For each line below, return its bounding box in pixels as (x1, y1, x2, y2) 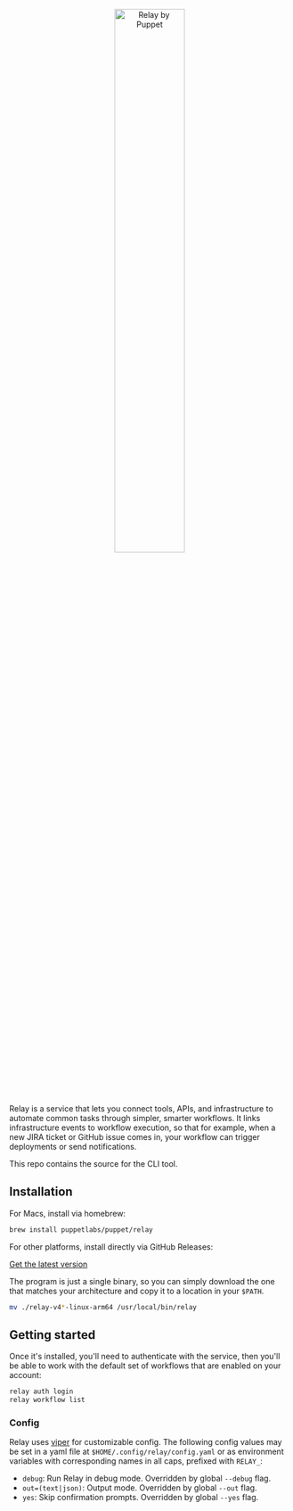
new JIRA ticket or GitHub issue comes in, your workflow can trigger (9, 1132, 261, 1142)
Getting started (9, 1327, 96, 1342)
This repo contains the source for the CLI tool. (9, 1159, 178, 1168)
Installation (9, 1185, 73, 1200)
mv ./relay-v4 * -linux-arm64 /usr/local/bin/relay (9, 1302, 198, 1311)
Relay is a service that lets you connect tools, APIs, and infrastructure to (9, 1103, 273, 1114)
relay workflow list (9, 1396, 86, 1405)
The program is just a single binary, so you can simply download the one (9, 1276, 275, 1286)
